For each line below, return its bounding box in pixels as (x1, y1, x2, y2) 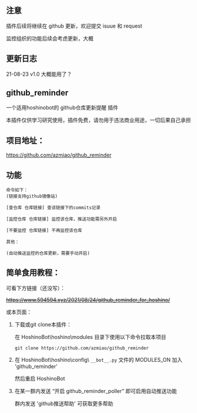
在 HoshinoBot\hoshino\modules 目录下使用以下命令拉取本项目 (14, 333, 167, 340)
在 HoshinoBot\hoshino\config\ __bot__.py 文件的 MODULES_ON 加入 (14, 356, 183, 363)
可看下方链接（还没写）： (6, 284, 66, 291)
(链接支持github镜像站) (6, 194, 58, 199)
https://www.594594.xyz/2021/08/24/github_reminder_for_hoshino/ (6, 296, 170, 303)
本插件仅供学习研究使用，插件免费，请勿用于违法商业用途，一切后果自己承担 (6, 116, 191, 124)
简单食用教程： (6, 268, 60, 278)
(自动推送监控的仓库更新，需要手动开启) (6, 251, 90, 257)
